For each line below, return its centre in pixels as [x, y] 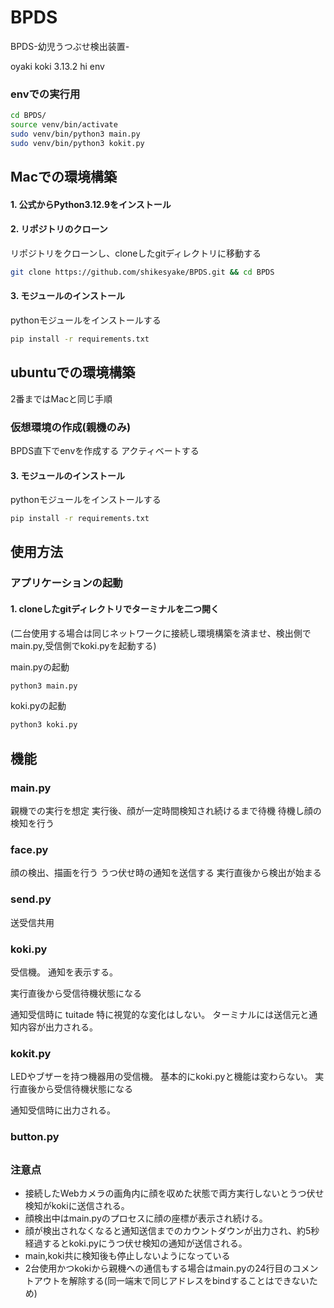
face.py [29, 849]
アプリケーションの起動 [66, 583]
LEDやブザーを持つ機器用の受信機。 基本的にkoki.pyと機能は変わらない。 [161, 1077]
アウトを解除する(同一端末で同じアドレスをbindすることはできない [171, 1280]
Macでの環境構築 [64, 177]
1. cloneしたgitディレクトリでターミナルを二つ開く [115, 608]
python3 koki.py [44, 725]
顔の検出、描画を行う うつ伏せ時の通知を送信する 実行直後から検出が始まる [166, 873]
